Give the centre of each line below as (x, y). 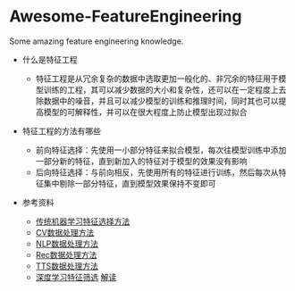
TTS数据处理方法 (67, 266)
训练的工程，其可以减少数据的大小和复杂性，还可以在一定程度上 (161, 89)
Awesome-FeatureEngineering (126, 17)
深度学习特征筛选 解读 (76, 277)
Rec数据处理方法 (66, 254)
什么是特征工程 (50, 59)
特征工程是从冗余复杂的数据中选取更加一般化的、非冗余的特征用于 (157, 79)
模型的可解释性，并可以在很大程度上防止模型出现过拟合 (145, 112)
